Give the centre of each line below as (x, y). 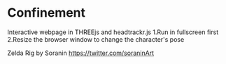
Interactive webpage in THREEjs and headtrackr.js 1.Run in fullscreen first (113, 32)
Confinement (47, 13)
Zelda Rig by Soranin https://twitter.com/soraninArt (81, 53)
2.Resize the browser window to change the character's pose (96, 39)
